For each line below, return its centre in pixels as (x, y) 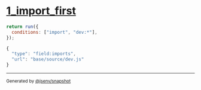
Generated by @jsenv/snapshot (39, 81)
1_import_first (41, 11)
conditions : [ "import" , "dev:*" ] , (54, 32)
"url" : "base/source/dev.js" (48, 60)
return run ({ (22, 27)
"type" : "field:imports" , (44, 54)
